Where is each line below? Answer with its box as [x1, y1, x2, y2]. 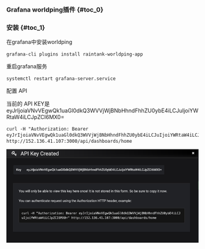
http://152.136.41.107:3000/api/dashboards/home [6, 139, 132, 145]
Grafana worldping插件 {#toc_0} [6, 5, 104, 13]
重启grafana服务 [6, 63, 48, 70]
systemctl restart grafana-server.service [6, 76, 116, 82]
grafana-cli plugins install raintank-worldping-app [6, 51, 143, 57]
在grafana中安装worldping [6, 38, 73, 46]
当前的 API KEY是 [6, 100, 50, 107]
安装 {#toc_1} [6, 23, 46, 32]
